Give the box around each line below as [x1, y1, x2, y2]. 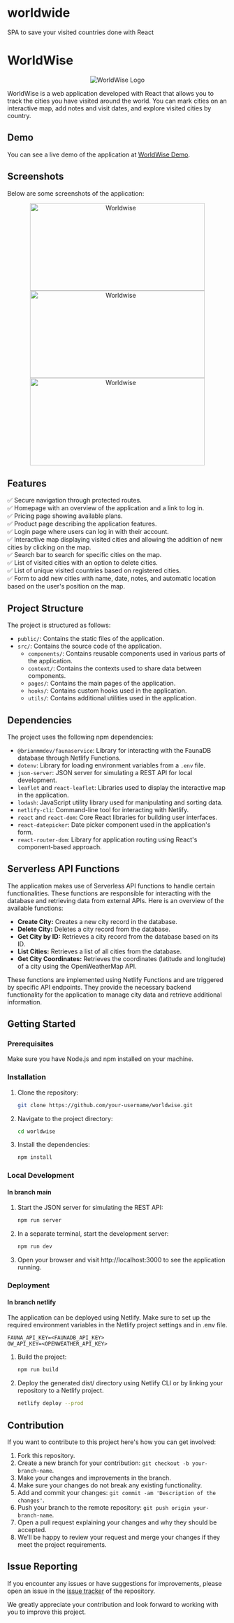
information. [7, 997, 43, 1006]
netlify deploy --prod [17, 1400, 84, 1407]
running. [17, 1263, 42, 1271]
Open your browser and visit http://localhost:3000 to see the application [17, 1256, 226, 1264]
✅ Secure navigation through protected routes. [7, 496, 142, 505]
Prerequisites [7, 1039, 54, 1049]
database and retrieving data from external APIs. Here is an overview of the [7, 896, 224, 904]
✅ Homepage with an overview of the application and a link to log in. [7, 504, 205, 512]
